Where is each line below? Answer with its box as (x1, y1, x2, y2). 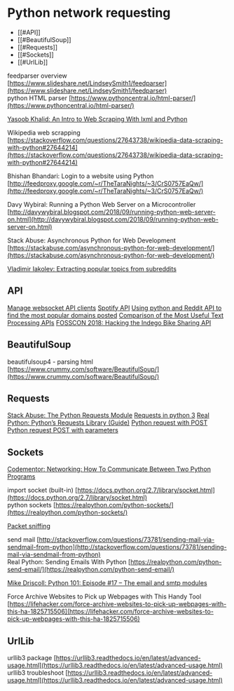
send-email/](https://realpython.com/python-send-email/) (7, 566, 175, 574)
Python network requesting (7, 5, 171, 21)
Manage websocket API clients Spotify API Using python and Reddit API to (7, 303, 222, 312)
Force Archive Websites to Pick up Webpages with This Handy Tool (7, 592, 202, 601)
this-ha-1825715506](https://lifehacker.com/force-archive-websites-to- (7, 608, 214, 616)
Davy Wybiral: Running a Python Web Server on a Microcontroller (7, 200, 196, 208)
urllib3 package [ (7, 654, 57, 662)
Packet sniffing (7, 522, 50, 531)
